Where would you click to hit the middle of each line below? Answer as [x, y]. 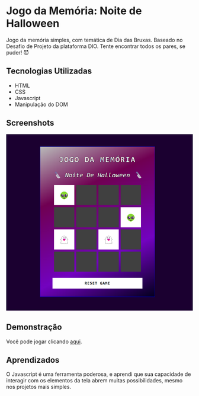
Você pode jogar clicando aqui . [44, 341]
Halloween [33, 23]
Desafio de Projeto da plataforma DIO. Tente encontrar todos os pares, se [96, 46]
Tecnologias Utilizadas [49, 71]
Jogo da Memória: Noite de [74, 11]
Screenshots [30, 123]
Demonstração [34, 327]
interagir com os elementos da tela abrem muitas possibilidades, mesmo [94, 381]
